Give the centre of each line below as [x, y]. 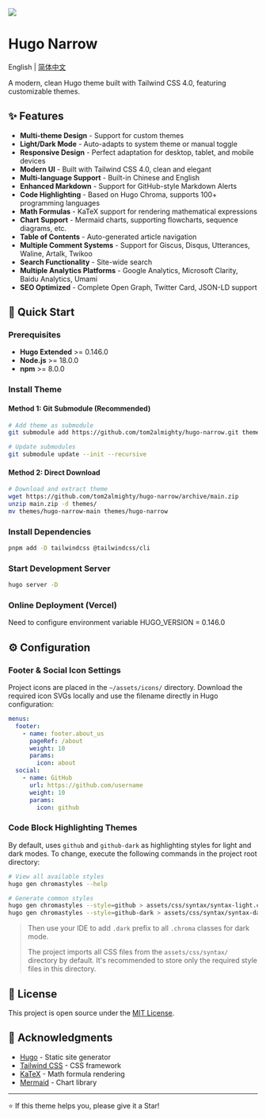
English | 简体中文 [37, 67]
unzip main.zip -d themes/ [53, 504]
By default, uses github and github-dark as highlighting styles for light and [130, 845]
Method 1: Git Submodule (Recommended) [80, 408]
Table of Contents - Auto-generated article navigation [108, 237]
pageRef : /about [56, 741]
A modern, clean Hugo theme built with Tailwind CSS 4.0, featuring [118, 83]
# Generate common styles [51, 898]
